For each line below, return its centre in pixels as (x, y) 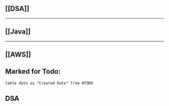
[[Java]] (18, 32)
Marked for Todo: (33, 72)
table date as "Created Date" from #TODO (49, 83)
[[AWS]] (18, 55)
